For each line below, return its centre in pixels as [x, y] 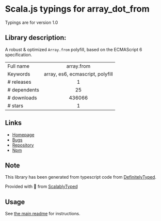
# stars [15, 106]
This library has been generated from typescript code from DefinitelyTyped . [81, 177]
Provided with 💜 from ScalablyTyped [41, 186]
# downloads [22, 97]
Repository [23, 145]
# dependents [24, 90]
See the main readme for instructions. [43, 214]
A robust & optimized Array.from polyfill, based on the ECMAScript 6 [73, 49]
